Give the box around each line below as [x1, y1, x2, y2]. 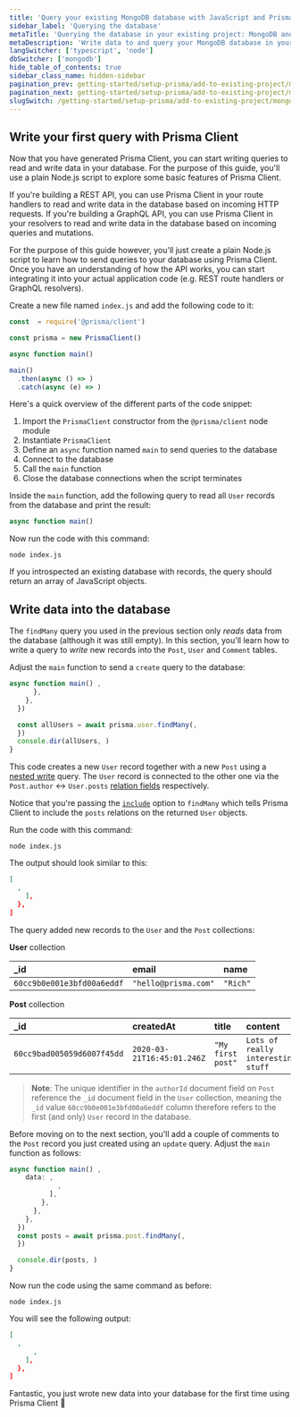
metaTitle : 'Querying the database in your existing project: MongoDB [9, 30, 278, 38]
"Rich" [222, 978, 252, 989]
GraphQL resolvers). [9, 283, 84, 293]
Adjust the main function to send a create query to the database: [9, 662, 246, 673]
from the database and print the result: [9, 500, 152, 511]
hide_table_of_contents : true [9, 64, 122, 72]
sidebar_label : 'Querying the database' [9, 21, 162, 30]
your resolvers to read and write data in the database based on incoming [9, 218, 277, 229]
